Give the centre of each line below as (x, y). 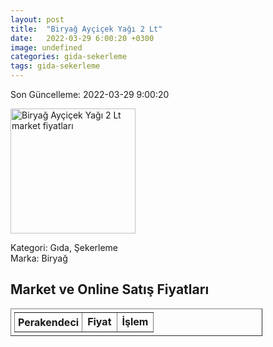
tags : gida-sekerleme (55, 66)
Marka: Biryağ (39, 258)
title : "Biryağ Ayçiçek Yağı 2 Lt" (86, 29)
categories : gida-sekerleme (69, 57)
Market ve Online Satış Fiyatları (110, 289)
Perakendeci (49, 322)
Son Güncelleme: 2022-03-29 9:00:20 (90, 94)
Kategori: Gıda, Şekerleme (64, 247)
